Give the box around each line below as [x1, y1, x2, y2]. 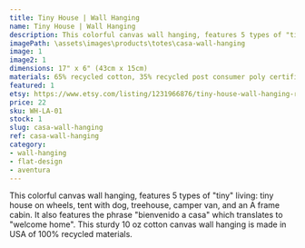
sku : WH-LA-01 [9, 106, 64, 115]
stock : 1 [9, 114, 43, 124]
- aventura [9, 165, 51, 174]
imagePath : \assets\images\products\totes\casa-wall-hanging [9, 38, 246, 48]
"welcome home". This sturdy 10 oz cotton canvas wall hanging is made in [9, 219, 287, 230]
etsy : [9, 89, 30, 98]
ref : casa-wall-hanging [9, 132, 100, 141]
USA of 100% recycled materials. [9, 229, 133, 240]
